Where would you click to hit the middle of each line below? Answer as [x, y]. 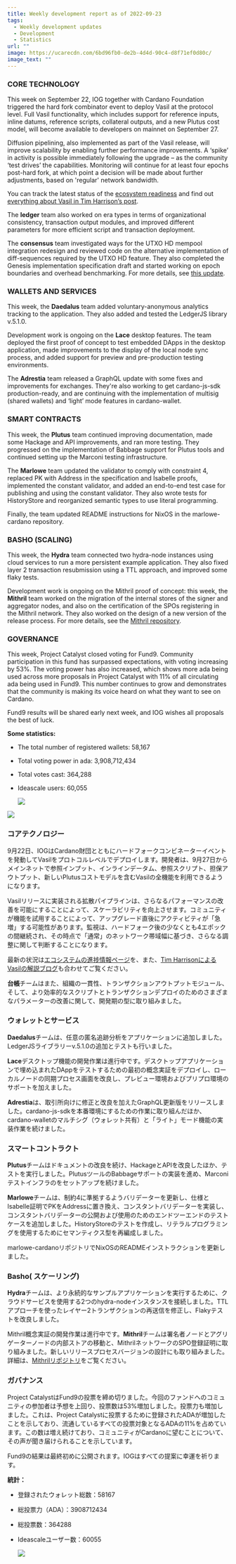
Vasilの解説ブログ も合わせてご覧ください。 [70, 968]
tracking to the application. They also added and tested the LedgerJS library [117, 314]
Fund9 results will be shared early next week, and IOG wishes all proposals [116, 713]
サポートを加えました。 [41, 1087]
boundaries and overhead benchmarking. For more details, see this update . [116, 273]
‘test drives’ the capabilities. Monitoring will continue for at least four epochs [118, 165]
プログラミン [209, 1224]
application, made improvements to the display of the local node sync [108, 350]
